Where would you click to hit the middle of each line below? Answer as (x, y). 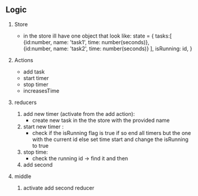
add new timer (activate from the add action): (79, 114)
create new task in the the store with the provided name (101, 120)
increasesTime (41, 91)
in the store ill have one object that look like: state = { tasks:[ (98, 36)
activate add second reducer (59, 188)
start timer (36, 78)
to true (40, 145)
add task (34, 72)
